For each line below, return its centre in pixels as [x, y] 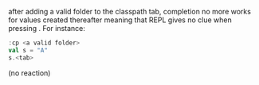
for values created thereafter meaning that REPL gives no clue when [120, 20]
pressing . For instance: [47, 28]
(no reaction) [29, 73]
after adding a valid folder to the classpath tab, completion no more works [129, 12]
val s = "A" [28, 50]
